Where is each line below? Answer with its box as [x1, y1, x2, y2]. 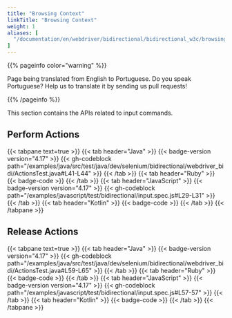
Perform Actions [7, 129, 80, 140]
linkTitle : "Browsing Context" [7, 17, 97, 24]
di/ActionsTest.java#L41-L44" [7, 169, 92, 177]
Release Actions [7, 226, 79, 238]
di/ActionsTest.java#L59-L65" [7, 266, 92, 274]
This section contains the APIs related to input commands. [7, 109, 173, 117]
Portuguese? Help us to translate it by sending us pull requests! [7, 82, 188, 90]
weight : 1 [7, 23, 36, 30]
